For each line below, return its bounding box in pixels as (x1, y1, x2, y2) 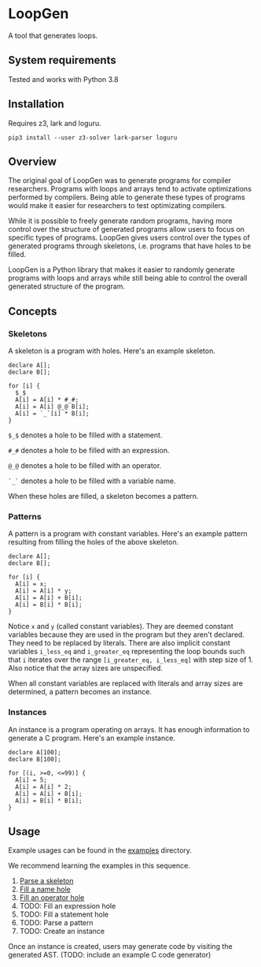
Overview (8, 154, 57, 168)
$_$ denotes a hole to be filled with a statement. (8, 430, 163, 440)
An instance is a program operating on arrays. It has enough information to (8, 724, 250, 734)
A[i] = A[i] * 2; (15, 783, 72, 790)
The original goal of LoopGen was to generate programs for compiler (8, 176, 232, 185)
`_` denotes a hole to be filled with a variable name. (8, 476, 176, 485)
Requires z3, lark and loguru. (8, 118, 102, 128)
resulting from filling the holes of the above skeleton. (8, 537, 179, 547)
